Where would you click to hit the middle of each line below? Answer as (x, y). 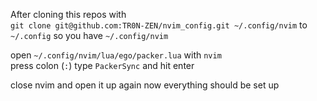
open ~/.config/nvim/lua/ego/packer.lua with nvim (116, 55)
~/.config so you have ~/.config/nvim (89, 35)
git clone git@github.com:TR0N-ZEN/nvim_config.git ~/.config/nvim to (159, 25)
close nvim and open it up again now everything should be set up (145, 85)
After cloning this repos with (68, 14)
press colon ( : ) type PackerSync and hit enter (102, 65)
